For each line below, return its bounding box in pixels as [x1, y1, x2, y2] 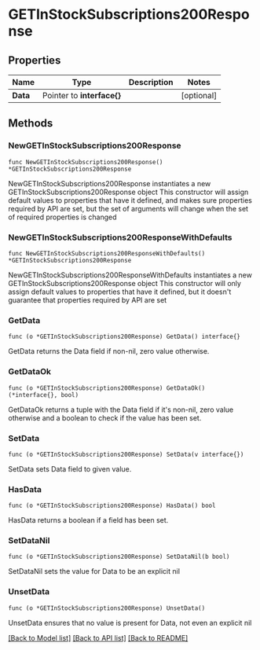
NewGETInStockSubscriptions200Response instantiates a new [8, 178, 211, 188]
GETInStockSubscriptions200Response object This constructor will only [8, 278, 242, 288]
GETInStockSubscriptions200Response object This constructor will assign [8, 187, 249, 196]
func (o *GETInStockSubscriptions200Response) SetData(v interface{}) [8, 450, 244, 458]
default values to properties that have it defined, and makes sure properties [8, 195, 253, 205]
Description [128, 77, 174, 87]
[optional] [180, 90, 218, 101]
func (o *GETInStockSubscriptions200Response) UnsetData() [8, 604, 206, 612]
